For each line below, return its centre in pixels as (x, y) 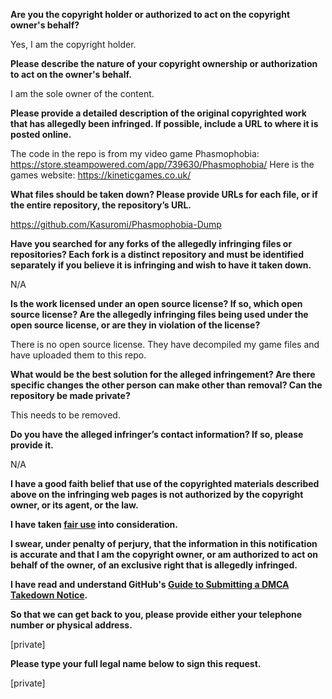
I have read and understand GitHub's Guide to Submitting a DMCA (150, 584)
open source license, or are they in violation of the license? (135, 325)
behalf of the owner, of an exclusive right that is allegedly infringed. (154, 565)
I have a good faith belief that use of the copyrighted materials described (165, 483)
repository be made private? (70, 395)
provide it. (32, 445)
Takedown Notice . (49, 595)
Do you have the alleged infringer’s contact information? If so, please (157, 434)
